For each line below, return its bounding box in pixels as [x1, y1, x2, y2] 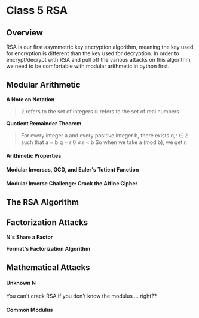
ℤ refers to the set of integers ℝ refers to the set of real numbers [20, 107, 179, 115]
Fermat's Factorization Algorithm [6, 245, 91, 252]
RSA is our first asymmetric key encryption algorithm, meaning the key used [6, 43, 194, 50]
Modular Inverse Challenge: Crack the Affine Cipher [6, 179, 138, 187]
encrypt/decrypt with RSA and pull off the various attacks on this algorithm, [6, 56, 192, 63]
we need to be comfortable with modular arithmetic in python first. [6, 62, 170, 70]
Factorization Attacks [6, 217, 88, 228]
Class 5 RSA [6, 4, 68, 17]
